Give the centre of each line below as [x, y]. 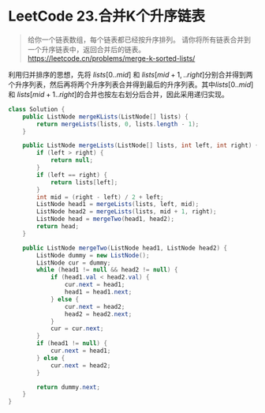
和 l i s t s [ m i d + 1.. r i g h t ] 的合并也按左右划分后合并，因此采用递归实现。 [118, 94]
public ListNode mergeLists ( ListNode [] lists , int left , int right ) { [141, 146]
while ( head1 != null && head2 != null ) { [107, 270]
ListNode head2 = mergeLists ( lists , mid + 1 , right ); [127, 212]
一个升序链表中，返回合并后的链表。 [86, 49]
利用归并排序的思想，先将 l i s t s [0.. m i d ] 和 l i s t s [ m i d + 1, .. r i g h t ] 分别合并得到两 [131, 74]
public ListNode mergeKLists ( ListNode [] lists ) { [106, 116]
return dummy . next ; [69, 387]
